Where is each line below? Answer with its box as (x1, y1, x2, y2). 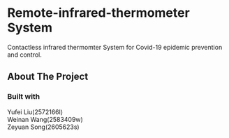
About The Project (7, 71, 89, 83)
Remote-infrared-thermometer (7, 5, 190, 21)
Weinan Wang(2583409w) (7, 115, 84, 123)
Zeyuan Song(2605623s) (7, 123, 80, 131)
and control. (7, 50, 42, 59)
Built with (7, 92, 40, 102)
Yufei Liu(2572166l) (7, 107, 64, 116)
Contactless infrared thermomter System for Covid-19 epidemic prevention (7, 43, 223, 51)
